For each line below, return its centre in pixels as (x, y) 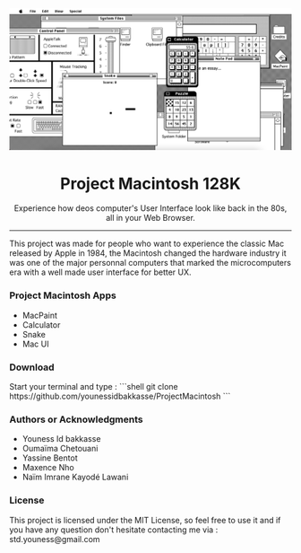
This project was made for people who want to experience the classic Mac (147, 244)
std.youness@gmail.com (55, 539)
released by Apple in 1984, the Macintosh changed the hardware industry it (148, 253)
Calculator (41, 325)
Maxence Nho (48, 468)
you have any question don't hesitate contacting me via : (114, 530)
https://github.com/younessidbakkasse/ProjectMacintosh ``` (120, 396)
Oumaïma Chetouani (60, 449)
